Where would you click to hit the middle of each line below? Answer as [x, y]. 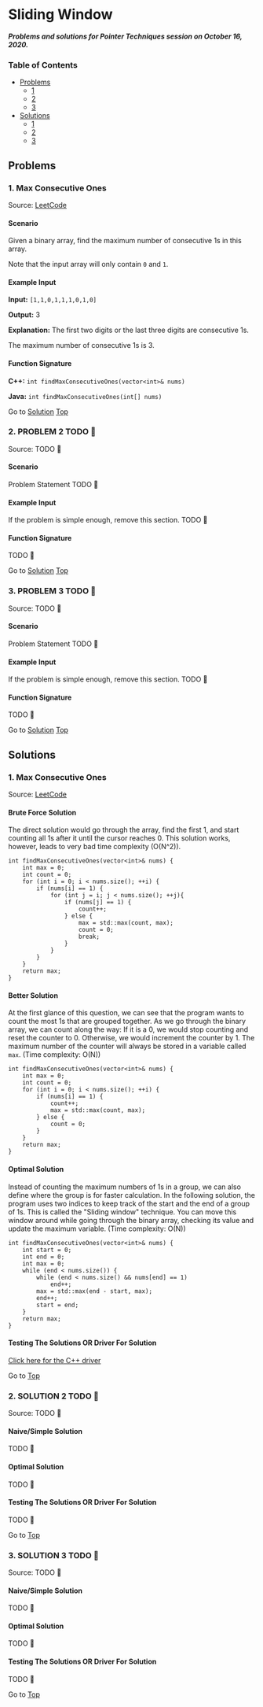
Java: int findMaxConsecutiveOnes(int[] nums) [85, 396]
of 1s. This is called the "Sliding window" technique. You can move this [122, 1212]
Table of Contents [43, 65]
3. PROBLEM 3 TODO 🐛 [52, 591]
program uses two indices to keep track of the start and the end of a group [129, 1203]
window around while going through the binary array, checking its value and [131, 1220]
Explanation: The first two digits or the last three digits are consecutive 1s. [129, 330]
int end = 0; [44, 1257]
